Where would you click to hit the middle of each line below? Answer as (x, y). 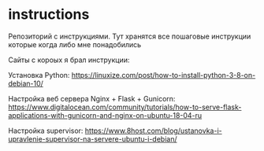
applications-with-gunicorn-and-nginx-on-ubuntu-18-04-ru (105, 115)
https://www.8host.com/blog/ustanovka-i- (153, 131)
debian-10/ (26, 83)
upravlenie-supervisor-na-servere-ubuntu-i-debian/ (93, 138)
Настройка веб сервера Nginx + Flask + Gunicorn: (92, 98)
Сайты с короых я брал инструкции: (69, 60)
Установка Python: (39, 75)
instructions (49, 15)
